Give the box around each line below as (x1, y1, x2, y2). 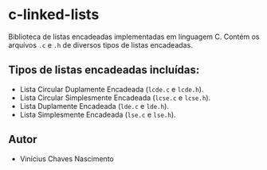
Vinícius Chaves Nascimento (19, 153, 114, 164)
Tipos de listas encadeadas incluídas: (8, 64, 200, 77)
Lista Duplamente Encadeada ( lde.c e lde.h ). (19, 101, 170, 110)
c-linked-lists (8, 6, 100, 24)
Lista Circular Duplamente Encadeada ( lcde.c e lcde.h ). (19, 84, 204, 94)
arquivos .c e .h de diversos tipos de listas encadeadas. (8, 40, 193, 49)
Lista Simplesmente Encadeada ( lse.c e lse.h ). (19, 110, 177, 119)
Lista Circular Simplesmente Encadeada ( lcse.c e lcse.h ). (19, 93, 211, 102)
